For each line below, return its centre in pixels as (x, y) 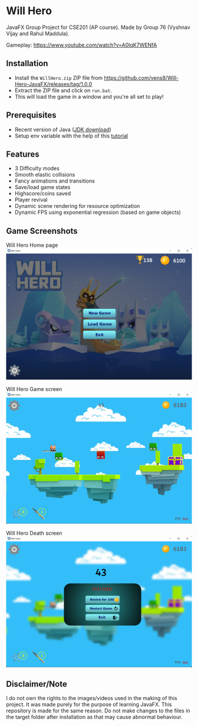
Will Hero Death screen (34, 533)
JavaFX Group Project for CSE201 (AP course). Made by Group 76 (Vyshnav (98, 27)
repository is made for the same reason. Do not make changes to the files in (98, 711)
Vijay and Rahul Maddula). (38, 33)
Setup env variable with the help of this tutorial (71, 136)
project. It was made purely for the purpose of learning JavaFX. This (89, 705)
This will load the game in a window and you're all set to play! (89, 96)
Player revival (31, 200)
